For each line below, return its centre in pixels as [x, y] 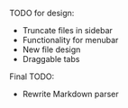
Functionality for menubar [70, 40]
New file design [51, 49]
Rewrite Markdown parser [70, 94]
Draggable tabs [51, 59]
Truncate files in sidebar [67, 30]
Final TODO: [32, 76]
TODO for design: [42, 13]
